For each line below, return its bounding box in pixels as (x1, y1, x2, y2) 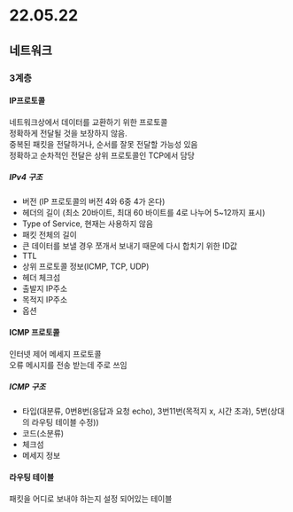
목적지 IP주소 (21, 294, 68, 304)
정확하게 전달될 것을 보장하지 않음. (9, 128, 127, 138)
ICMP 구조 (9, 382, 46, 392)
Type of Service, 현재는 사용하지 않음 (21, 218, 153, 229)
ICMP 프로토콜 (9, 327, 60, 338)
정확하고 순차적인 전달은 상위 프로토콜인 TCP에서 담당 (9, 150, 195, 161)
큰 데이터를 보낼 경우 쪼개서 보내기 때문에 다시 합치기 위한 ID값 (21, 240, 237, 251)
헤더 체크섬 (21, 272, 61, 282)
